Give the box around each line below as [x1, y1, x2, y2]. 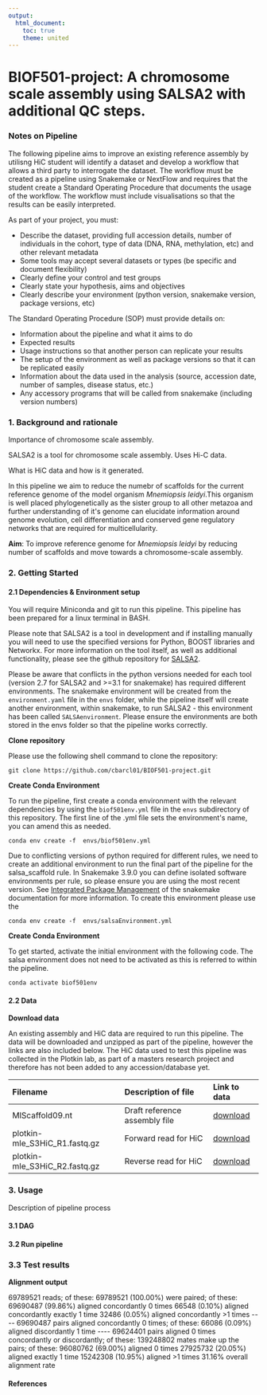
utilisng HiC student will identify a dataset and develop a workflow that [8, 157, 239, 167]
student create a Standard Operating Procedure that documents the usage [8, 183, 252, 192]
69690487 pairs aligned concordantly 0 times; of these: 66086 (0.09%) [16, 1318, 252, 1328]
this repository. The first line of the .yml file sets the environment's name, [8, 813, 248, 823]
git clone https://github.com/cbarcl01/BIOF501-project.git [8, 767, 212, 775]
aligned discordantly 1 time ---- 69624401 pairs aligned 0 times [8, 1326, 216, 1336]
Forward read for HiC [124, 1133, 203, 1144]
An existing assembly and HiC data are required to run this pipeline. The [8, 1029, 244, 1039]
